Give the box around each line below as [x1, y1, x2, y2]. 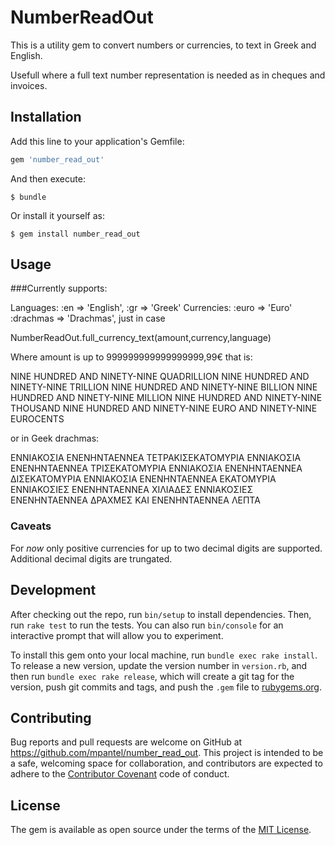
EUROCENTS [10, 413, 65, 425]
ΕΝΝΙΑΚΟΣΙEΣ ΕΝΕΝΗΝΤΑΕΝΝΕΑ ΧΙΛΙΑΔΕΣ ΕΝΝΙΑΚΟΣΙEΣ [10, 484, 254, 496]
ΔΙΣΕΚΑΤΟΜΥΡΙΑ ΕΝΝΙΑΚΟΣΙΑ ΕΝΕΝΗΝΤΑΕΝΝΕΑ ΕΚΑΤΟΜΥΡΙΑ [10, 473, 277, 485]
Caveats [10, 519, 52, 533]
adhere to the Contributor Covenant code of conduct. [10, 768, 230, 780]
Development [10, 582, 97, 599]
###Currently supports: [10, 282, 108, 295]
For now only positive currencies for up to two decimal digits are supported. [10, 542, 323, 554]
